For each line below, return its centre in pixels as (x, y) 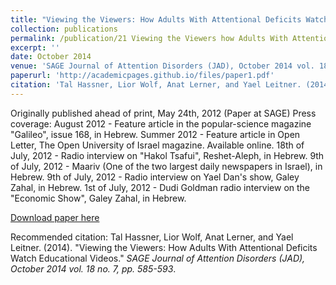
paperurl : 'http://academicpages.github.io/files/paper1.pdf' (142, 76)
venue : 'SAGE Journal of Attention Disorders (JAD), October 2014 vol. (162, 66)
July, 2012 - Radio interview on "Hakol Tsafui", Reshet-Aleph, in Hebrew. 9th (167, 155)
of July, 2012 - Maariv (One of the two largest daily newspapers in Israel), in (166, 166)
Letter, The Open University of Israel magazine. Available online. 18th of (157, 145)
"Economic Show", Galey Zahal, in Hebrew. (98, 198)
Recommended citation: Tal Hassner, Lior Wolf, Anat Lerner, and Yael (152, 237)
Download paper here (55, 217)
